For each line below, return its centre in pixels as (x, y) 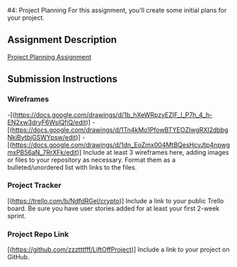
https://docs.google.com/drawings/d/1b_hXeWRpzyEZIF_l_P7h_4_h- (114, 114)
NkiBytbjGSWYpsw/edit (42, 137)
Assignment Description (62, 40)
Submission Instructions (63, 79)
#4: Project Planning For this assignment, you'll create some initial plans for (117, 10)
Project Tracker (34, 185)
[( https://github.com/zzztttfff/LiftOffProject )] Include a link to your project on (118, 249)
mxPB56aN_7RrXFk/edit (42, 152)
